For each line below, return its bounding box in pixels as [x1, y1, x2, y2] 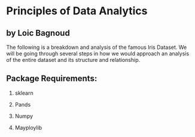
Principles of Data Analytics [6, 4, 148, 18]
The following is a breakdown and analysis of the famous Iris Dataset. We [6, 43, 187, 51]
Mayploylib [14, 124, 42, 131]
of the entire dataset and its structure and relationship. [6, 57, 141, 63]
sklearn [14, 89, 34, 96]
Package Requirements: [6, 73, 97, 84]
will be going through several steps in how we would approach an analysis [6, 50, 190, 57]
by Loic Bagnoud [6, 28, 70, 38]
